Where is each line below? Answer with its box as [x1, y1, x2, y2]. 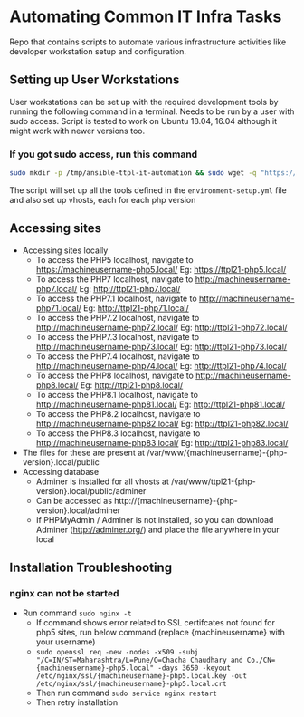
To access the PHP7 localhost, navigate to [35, 274, 194, 285]
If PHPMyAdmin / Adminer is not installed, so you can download [35, 514, 274, 525]
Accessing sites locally [22, 245, 109, 256]
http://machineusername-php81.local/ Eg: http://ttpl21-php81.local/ [35, 399, 286, 410]
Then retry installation [35, 697, 119, 708]
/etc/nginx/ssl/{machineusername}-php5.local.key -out [35, 672, 247, 681]
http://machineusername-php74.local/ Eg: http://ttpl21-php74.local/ [35, 360, 287, 371]
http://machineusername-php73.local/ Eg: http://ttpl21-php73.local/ [35, 341, 288, 352]
